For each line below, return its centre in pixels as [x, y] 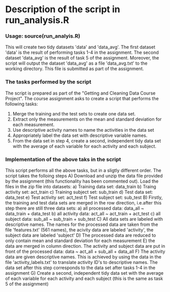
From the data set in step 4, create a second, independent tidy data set [87, 140]
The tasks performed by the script [48, 82]
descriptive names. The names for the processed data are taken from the [82, 224]
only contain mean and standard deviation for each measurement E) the [80, 241]
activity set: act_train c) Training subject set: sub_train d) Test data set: [79, 192]
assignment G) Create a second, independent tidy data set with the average [84, 273]
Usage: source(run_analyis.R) [43, 36]
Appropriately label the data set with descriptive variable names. [80, 135]
